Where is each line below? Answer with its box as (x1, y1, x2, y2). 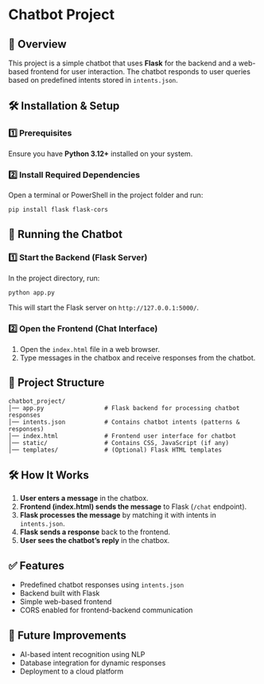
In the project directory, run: (8, 273, 100, 283)
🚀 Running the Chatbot (8, 228, 123, 241)
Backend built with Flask (19, 588, 100, 598)
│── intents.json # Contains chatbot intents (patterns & (8, 418, 240, 426)
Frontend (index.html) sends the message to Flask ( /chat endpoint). (19, 502, 247, 511)
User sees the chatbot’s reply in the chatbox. (19, 536, 170, 545)
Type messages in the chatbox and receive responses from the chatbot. (19, 353, 256, 362)
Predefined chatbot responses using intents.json (19, 580, 184, 590)
